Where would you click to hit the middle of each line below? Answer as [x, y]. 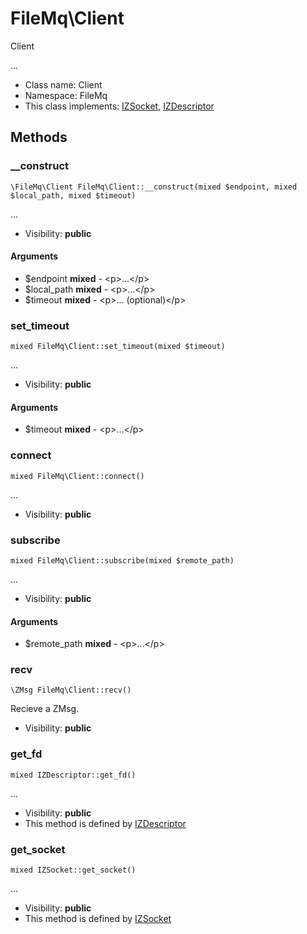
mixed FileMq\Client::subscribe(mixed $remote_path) [122, 560]
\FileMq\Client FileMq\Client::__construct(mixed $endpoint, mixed [154, 187]
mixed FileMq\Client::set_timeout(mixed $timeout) [118, 347]
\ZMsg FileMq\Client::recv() [71, 690]
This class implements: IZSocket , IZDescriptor [119, 106]
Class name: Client [63, 84]
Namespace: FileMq [66, 95]
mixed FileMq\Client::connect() [77, 476]
